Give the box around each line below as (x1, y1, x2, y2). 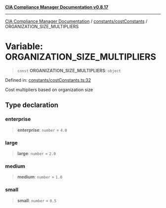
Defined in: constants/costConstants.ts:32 (5, 77, 91, 83)
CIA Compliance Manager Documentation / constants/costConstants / (5, 18, 148, 24)
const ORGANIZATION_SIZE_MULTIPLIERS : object (17, 68, 121, 73)
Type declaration (5, 101, 58, 109)
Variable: (5, 41, 43, 52)
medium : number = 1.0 (17, 174, 63, 180)
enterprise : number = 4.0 (17, 127, 68, 133)
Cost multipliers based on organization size (5, 86, 93, 93)
